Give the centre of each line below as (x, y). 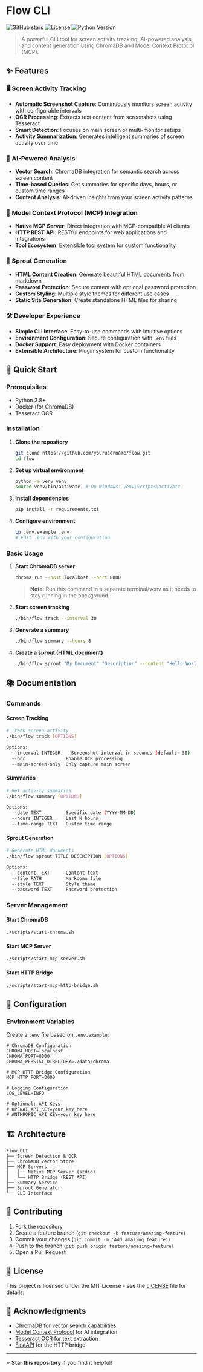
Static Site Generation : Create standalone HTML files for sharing (96, 300)
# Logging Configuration (37, 1088)
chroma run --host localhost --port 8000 (68, 578)
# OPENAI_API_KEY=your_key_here (47, 1109)
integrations (30, 239)
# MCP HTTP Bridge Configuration (48, 1072)
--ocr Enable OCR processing (67, 758)
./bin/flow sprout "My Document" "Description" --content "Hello (99, 663)
